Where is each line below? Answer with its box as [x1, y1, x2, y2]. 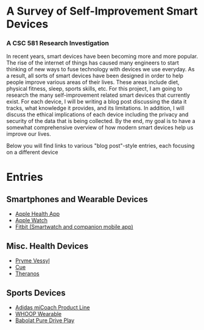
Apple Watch [15, 217, 47, 224]
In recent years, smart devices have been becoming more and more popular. [6, 53, 199, 60]
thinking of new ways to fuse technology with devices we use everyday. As [6, 66, 195, 73]
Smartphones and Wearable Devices [6, 194, 148, 205]
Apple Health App [15, 210, 60, 217]
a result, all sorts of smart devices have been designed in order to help [6, 72, 184, 80]
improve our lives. [6, 130, 51, 138]
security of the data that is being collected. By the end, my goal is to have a [6, 118, 196, 125]
